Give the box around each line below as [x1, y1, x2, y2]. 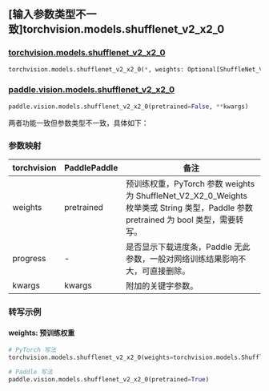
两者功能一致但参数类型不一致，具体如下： [8, 118, 149, 127]
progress [12, 253, 46, 264]
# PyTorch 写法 [8, 346, 57, 354]
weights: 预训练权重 [8, 328, 75, 337]
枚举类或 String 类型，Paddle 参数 [125, 203, 254, 214]
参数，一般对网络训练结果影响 [125, 253, 239, 264]
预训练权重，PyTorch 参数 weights [125, 179, 255, 190]
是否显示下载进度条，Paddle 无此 [125, 241, 251, 252]
